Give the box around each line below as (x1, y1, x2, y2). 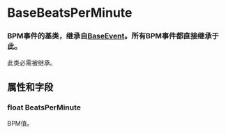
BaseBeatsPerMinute (7, 5, 133, 21)
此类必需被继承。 (7, 59, 56, 67)
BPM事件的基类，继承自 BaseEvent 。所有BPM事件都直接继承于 (7, 31, 220, 41)
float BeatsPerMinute (7, 103, 82, 112)
